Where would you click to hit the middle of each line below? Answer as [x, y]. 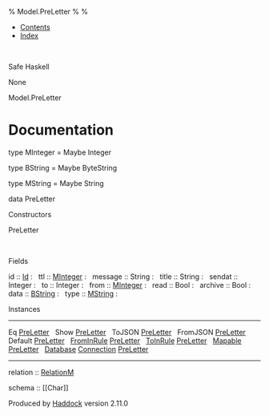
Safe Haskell [29, 67]
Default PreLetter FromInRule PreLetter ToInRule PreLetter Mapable [125, 341]
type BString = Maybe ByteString [63, 168]
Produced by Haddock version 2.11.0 [68, 403]
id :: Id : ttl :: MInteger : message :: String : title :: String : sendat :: [123, 277]
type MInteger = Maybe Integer [60, 152]
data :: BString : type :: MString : [63, 293]
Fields [18, 261]
